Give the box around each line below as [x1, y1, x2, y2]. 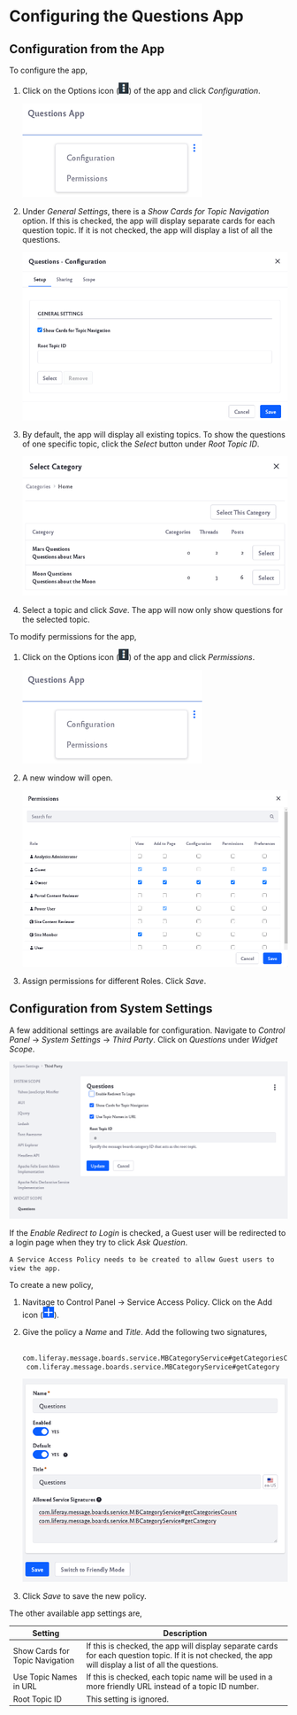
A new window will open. [21, 772, 113, 783]
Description [163, 1627, 208, 1638]
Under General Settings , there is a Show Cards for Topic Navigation [21, 206, 270, 216]
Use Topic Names [12, 1672, 78, 1682]
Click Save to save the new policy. [21, 1591, 148, 1602]
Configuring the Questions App [9, 6, 244, 27]
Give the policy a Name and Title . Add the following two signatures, [21, 1326, 268, 1337]
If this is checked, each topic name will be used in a [86, 1672, 273, 1682]
